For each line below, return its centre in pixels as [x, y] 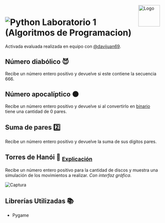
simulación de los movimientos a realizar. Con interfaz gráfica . [68, 175]
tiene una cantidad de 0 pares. [36, 111]
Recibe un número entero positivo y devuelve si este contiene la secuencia [81, 74]
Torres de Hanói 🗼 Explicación [49, 158]
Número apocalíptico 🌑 [42, 95]
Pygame [21, 215]
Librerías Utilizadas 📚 [40, 201]
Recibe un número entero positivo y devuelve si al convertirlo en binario [78, 106]
